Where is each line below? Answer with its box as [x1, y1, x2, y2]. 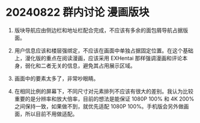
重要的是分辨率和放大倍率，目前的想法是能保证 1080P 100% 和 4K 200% [14, 95, 195, 102]
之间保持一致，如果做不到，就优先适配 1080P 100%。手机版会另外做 [14, 102, 184, 110]
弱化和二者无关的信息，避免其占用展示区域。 [25, 61, 136, 69]
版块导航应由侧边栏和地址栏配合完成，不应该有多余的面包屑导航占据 [14, 27, 183, 34]
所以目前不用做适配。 [25, 110, 78, 118]
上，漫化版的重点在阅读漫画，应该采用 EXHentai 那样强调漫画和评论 [14, 54, 183, 61]
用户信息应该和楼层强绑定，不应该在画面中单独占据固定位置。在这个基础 [14, 46, 193, 54]
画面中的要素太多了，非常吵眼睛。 [14, 75, 99, 82]
